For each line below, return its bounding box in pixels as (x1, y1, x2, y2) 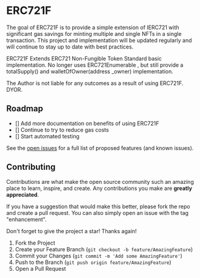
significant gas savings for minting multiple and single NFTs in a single (6, 30, 182, 37)
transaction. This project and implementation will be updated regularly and (6, 36, 192, 44)
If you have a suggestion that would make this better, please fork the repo (6, 203, 190, 210)
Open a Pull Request (15, 265, 67, 272)
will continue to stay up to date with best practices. (6, 43, 134, 50)
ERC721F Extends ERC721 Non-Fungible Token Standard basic (6, 55, 162, 62)
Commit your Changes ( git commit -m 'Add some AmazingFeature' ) (15, 252, 183, 259)
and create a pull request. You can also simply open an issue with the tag (6, 209, 189, 216)
